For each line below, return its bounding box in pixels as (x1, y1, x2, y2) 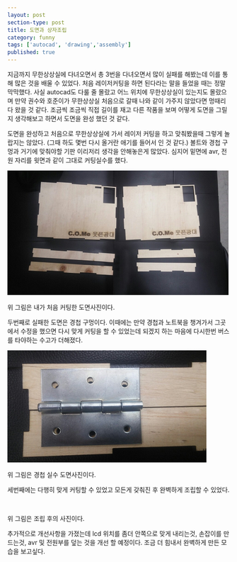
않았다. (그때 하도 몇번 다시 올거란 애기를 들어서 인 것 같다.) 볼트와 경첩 (25, 138, 221, 147)
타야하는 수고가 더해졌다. (14, 336, 83, 344)
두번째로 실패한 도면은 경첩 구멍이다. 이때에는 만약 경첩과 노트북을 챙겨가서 (7, 318, 214, 326)
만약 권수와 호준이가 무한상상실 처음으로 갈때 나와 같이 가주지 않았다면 (14, 96, 207, 105)
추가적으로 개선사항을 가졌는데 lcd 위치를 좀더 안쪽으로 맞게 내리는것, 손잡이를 (7, 529, 222, 538)
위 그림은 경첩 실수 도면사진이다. (7, 471, 97, 478)
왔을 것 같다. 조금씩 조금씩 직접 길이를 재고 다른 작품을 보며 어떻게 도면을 (14, 106, 214, 113)
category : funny (7, 34, 55, 41)
